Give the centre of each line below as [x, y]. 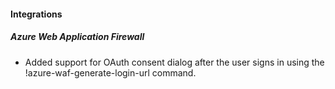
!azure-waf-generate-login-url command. [110, 72]
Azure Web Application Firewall [77, 37]
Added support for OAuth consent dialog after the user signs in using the [174, 62]
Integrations [36, 14]
